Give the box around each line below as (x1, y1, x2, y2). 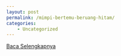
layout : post (6, 9, 39, 15)
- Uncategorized (17, 26, 59, 32)
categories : (6, 20, 36, 26)
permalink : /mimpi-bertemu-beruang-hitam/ (6, 15, 115, 21)
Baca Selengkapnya (6, 43, 56, 50)
